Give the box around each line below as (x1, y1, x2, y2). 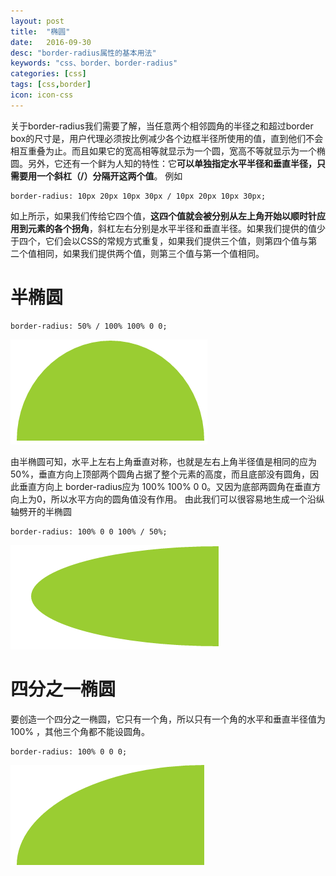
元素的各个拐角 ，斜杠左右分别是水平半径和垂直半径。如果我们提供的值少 (27, 222, 326, 234)
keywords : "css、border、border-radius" (10, 58, 178, 69)
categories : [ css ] (10, 69, 87, 79)
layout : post (10, 16, 65, 26)
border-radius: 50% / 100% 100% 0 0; (10, 321, 168, 331)
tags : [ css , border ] (10, 80, 92, 90)
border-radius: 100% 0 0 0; (10, 746, 128, 757)
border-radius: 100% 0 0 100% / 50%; (10, 526, 168, 537)
